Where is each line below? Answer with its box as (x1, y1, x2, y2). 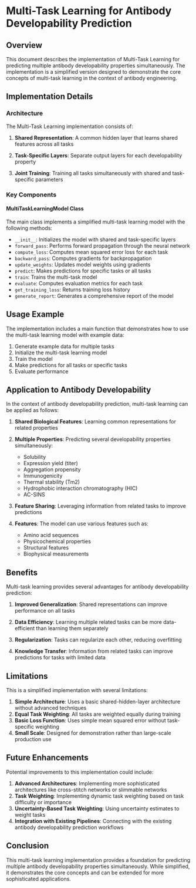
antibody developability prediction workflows (14, 824, 124, 831)
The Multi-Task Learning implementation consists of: (6, 123, 133, 130)
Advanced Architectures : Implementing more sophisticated (14, 780, 160, 787)
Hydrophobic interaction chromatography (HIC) (23, 485, 138, 492)
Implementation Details (6, 91, 93, 101)
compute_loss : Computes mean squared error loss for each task (14, 248, 168, 255)
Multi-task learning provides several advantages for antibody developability (6, 583, 189, 590)
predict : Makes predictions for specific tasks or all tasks (14, 267, 151, 274)
